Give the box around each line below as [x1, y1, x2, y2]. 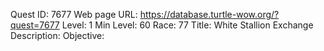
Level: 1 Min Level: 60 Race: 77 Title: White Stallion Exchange [61, 19, 314, 31]
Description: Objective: [10, 30, 105, 41]
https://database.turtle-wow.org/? [139, 9, 280, 20]
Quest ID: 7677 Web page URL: [10, 9, 138, 20]
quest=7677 [10, 19, 60, 31]
